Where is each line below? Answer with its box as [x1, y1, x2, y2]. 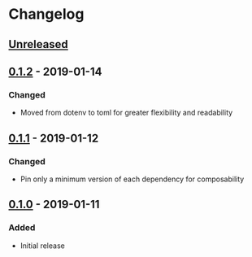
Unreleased [8, 37, 69, 51]
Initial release [20, 241, 65, 250]
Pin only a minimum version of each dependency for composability [20, 174, 245, 184]
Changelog [8, 5, 85, 24]
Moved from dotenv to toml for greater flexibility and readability [20, 107, 233, 118]
